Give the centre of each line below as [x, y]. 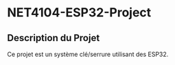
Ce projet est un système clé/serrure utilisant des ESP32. [88, 54]
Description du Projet [54, 38]
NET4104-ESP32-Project [79, 13]
